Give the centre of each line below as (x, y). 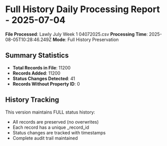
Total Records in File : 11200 (41, 67)
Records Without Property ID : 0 (46, 84)
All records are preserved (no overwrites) (56, 122)
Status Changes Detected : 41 (44, 78)
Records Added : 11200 (36, 73)
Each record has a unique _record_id (51, 127)
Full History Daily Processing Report (83, 9)
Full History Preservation (93, 40)
